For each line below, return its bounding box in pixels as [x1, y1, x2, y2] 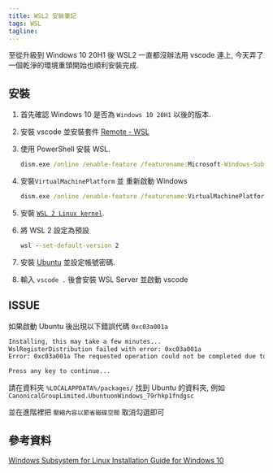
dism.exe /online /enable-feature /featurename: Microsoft [19, 160, 221, 169]
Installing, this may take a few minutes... [8, 337, 162, 345]
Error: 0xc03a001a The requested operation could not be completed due [8, 353, 256, 361]
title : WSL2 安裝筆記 [8, 11, 77, 20]
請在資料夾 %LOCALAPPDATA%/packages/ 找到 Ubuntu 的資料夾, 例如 [8, 383, 225, 393]
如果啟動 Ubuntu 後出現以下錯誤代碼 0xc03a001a [8, 321, 168, 331]
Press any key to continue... [8, 367, 111, 375]
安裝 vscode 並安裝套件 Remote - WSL [19, 127, 150, 137]
